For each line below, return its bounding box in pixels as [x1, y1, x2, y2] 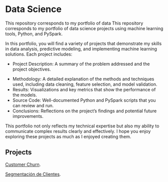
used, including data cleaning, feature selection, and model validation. [12, 81, 157, 87]
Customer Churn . [5, 161, 41, 167]
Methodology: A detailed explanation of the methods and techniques [12, 76, 154, 82]
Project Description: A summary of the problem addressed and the [12, 61, 150, 67]
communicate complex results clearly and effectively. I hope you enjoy [5, 128, 151, 134]
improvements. [12, 113, 44, 119]
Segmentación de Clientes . [5, 171, 61, 177]
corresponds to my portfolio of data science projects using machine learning [5, 25, 163, 31]
